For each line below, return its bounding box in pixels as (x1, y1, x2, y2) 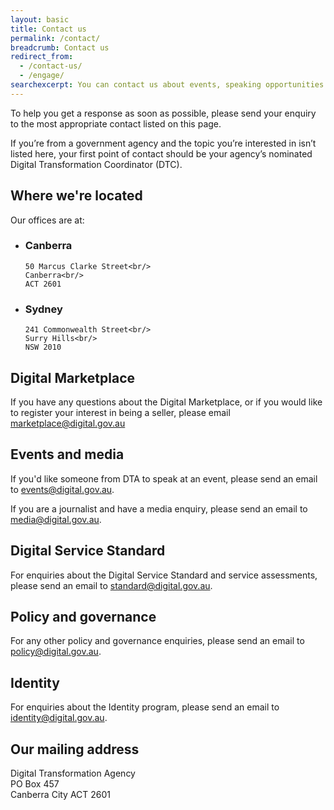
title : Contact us (10, 24, 87, 34)
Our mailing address (10, 741, 140, 758)
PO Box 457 (10, 778, 60, 790)
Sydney (24, 302, 63, 316)
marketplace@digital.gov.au (10, 417, 126, 429)
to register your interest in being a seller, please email (10, 406, 231, 418)
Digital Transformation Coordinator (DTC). (10, 158, 183, 170)
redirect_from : (10, 52, 74, 62)
